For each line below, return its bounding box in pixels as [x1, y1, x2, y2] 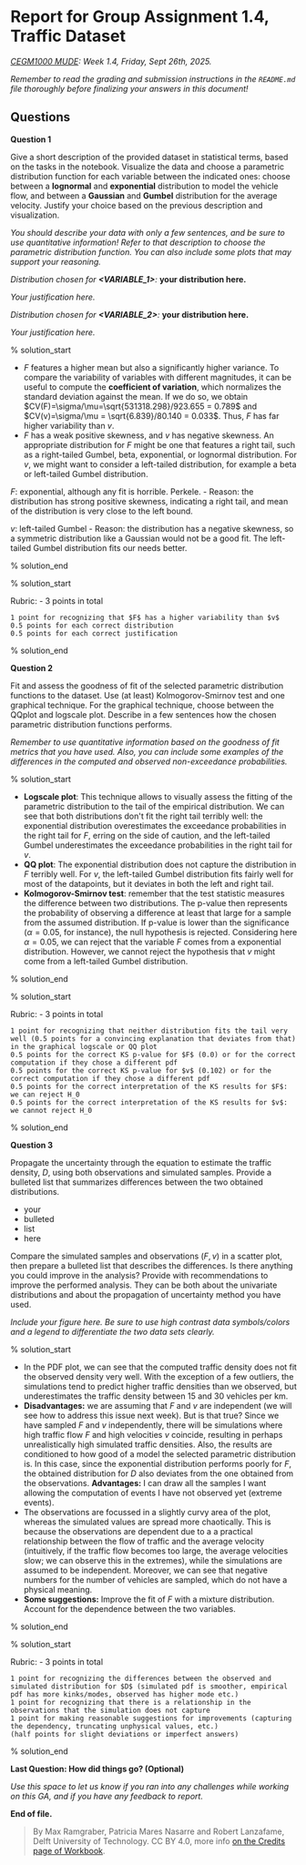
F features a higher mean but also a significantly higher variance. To [23, 362, 280, 372]
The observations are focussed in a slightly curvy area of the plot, [23, 1506, 271, 1517]
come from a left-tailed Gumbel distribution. [23, 955, 189, 966]
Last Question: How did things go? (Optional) [10, 1763, 185, 1774]
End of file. [10, 1808, 53, 1819]
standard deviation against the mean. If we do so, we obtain [23, 391, 249, 402]
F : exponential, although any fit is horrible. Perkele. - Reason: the [10, 485, 254, 497]
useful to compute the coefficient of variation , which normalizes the [23, 381, 281, 392]
